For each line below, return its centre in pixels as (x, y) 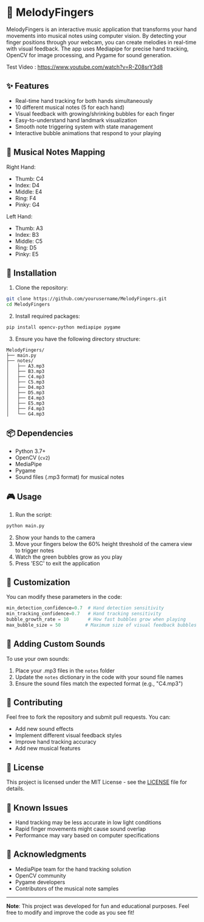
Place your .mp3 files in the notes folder (65, 670)
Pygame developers (40, 882)
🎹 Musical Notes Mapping (56, 152)
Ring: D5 (26, 247)
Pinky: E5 (27, 254)
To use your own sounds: (38, 658)
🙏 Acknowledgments (46, 854)
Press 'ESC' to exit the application (57, 563)
